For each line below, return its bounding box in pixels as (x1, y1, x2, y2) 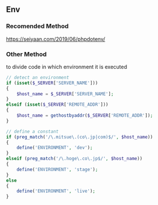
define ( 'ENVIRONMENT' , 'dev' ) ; (16, 145, 93, 151)
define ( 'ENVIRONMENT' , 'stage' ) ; (16, 166, 98, 172)
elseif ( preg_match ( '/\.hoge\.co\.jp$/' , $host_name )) (6, 156, 143, 162)
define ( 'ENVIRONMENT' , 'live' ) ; (16, 188, 95, 194)
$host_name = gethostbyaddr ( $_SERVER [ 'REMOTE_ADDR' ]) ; (16, 113, 153, 119)
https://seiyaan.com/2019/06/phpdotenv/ (6, 35, 105, 43)
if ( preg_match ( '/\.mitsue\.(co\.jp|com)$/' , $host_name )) (6, 134, 153, 140)
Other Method (6, 50, 47, 58)
